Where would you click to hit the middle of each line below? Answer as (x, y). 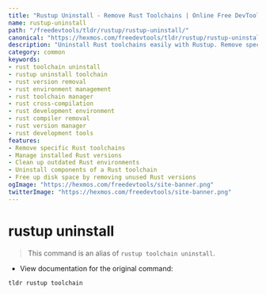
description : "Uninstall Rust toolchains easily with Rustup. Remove (125, 45)
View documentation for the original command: (96, 268)
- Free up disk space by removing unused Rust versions (102, 178)
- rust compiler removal (49, 119)
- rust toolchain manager (51, 96)
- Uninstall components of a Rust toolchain (83, 170)
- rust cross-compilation (51, 104)
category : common (37, 52)
